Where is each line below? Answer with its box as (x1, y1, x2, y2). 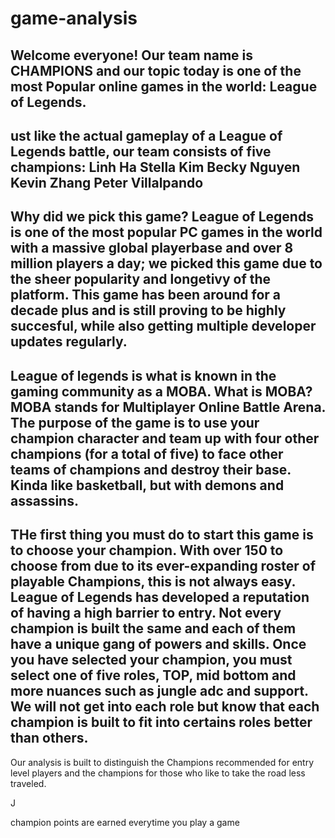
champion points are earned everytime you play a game (10, 816, 240, 828)
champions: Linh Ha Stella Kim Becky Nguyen (10, 158, 301, 176)
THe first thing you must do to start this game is (10, 527, 314, 544)
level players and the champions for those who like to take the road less (10, 767, 306, 779)
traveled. (10, 777, 47, 789)
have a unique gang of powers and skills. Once (10, 636, 307, 653)
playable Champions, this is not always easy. (10, 573, 296, 591)
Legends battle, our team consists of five (10, 143, 272, 160)
